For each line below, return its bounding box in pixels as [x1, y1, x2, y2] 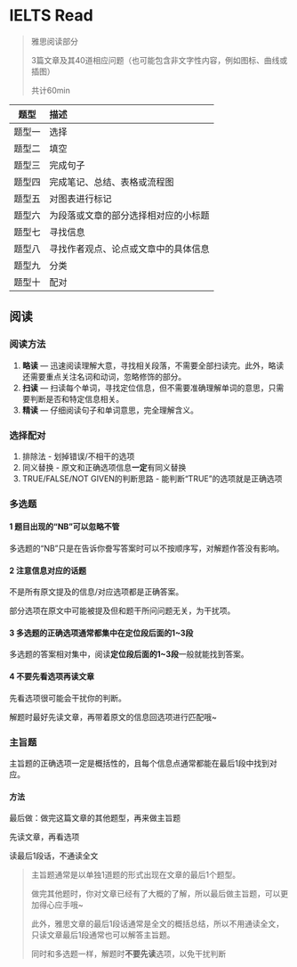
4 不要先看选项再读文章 [9, 671, 95, 682]
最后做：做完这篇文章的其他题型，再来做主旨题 [9, 813, 181, 824]
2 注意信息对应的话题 [9, 565, 87, 576]
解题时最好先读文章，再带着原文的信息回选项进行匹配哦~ [9, 711, 218, 722]
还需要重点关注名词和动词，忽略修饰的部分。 [21, 371, 187, 381]
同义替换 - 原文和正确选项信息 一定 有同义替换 [21, 462, 187, 472]
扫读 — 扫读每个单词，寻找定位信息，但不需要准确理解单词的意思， [21, 382, 269, 393]
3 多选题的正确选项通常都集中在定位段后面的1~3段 [9, 627, 194, 638]
